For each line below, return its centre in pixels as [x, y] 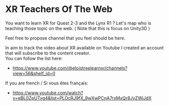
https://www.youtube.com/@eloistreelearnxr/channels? [70, 68]
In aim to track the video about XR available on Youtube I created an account [84, 47]
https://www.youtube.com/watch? [48, 92]
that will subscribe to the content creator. [48, 53]
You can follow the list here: [34, 58]
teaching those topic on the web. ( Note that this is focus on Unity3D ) [78, 28]
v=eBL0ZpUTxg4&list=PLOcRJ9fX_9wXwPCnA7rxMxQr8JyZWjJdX [82, 98]
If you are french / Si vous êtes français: [47, 83]
